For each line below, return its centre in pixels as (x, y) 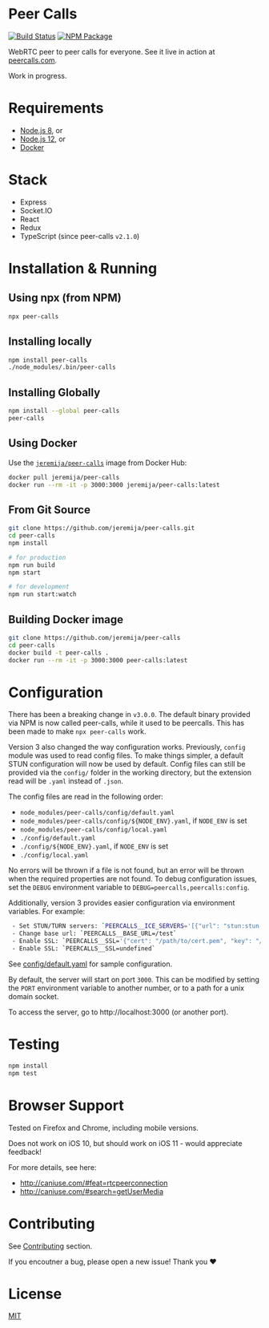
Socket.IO (36, 210)
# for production (37, 557)
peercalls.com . (33, 60)
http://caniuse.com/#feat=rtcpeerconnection (94, 1183)
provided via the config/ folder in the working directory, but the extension (130, 773)
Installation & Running (83, 269)
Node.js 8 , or (41, 130)
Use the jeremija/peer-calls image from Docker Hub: (98, 463)
